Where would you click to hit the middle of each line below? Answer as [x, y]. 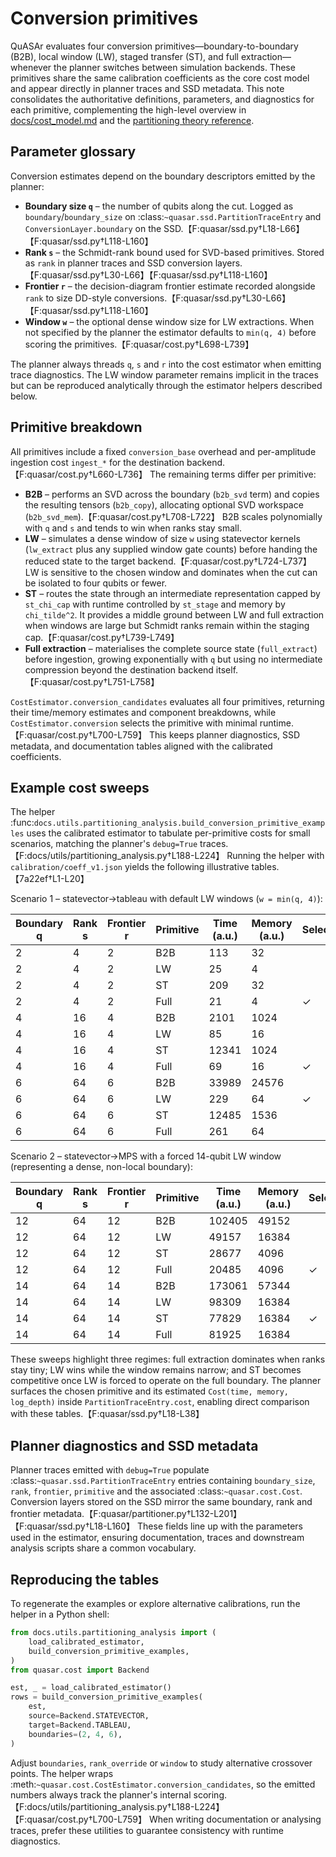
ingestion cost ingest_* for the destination [97, 462]
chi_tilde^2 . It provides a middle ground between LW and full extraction [174, 614]
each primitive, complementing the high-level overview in [128, 109]
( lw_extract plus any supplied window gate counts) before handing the [171, 549]
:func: [22, 823]
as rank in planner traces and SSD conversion [118, 263]
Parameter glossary [73, 152]
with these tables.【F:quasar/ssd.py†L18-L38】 [107, 1414]
